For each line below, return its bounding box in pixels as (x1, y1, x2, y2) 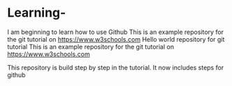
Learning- (7, 5, 66, 21)
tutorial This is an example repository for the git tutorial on (7, 42, 175, 51)
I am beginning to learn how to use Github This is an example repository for (7, 28, 224, 36)
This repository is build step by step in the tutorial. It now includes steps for (7, 63, 224, 71)
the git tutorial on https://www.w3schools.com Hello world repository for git (7, 35, 225, 43)
